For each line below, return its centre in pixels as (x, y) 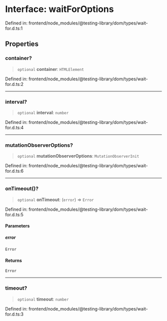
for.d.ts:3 (14, 314)
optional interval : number (43, 112)
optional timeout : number (43, 299)
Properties (22, 44)
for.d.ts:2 (14, 84)
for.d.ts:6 (14, 171)
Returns (14, 260)
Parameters (17, 226)
